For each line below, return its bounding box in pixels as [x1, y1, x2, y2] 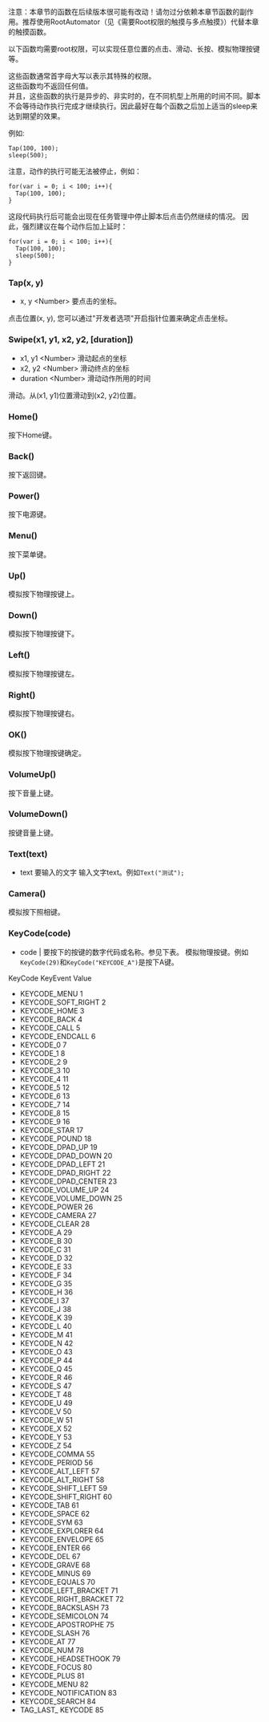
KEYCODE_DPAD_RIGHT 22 [19, 1168, 111, 1177]
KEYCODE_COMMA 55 [19, 1449, 95, 1459]
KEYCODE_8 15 [19, 1108, 70, 1118]
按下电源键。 [8, 510, 50, 519]
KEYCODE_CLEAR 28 [19, 1219, 90, 1229]
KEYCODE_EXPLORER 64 [19, 1525, 104, 1535]
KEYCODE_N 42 [19, 1338, 74, 1348]
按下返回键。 [8, 470, 50, 480]
